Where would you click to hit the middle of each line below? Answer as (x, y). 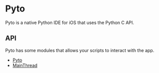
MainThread (25, 65)
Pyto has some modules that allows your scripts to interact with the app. (80, 50)
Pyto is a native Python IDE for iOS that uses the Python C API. (70, 22)
